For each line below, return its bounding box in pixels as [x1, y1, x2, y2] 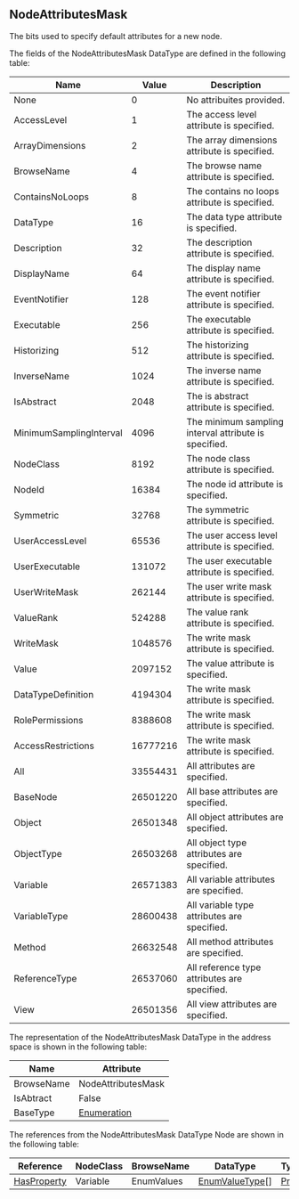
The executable [186, 313, 252, 325]
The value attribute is [186, 657, 275, 669]
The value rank [186, 606, 249, 618]
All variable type [186, 899, 255, 911]
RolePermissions [13, 714, 84, 726]
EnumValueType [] [198, 1175, 273, 1187]
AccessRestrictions [13, 739, 95, 752]
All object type [186, 836, 247, 849]
